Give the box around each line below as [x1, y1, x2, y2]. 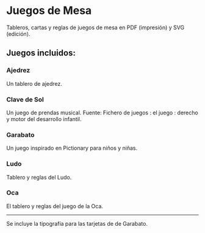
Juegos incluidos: [6, 48, 76, 58]
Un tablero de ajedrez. [6, 80, 63, 87]
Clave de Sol [6, 95, 44, 103]
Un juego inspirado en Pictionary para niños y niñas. [6, 144, 138, 152]
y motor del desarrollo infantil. [6, 115, 82, 122]
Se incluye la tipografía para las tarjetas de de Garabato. [6, 220, 148, 227]
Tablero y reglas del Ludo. [6, 173, 72, 181]
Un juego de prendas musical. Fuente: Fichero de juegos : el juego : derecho [6, 109, 198, 116]
